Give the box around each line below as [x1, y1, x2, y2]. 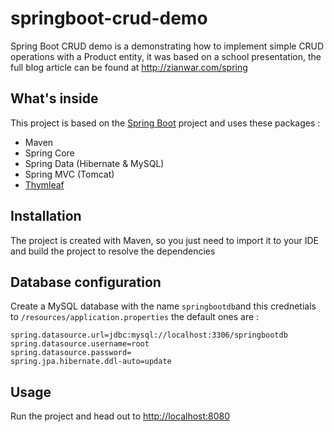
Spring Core [24, 147, 75, 159]
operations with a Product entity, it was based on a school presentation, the [10, 50, 322, 62]
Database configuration [10, 273, 162, 291]
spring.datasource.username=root [10, 339, 150, 349]
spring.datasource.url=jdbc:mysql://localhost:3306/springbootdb [10, 330, 288, 341]
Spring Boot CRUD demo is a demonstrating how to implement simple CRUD [10, 40, 325, 52]
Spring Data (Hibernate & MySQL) [24, 157, 165, 169]
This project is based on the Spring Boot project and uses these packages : [10, 117, 321, 129]
